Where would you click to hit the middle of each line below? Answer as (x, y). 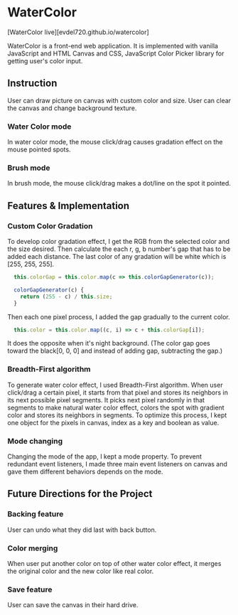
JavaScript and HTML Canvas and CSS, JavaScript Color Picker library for (116, 53)
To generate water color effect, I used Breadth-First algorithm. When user (115, 385)
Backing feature (36, 514)
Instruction (32, 84)
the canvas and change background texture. (72, 108)
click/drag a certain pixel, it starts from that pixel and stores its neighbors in (118, 392)
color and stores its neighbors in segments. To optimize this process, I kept (117, 415)
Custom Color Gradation (50, 226)
